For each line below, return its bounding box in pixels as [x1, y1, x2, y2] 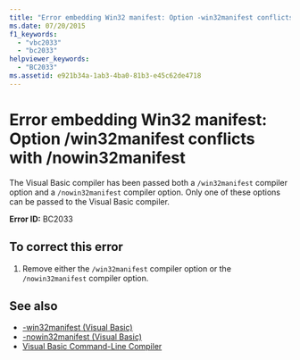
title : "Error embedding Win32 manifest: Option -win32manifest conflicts [9, 13, 294, 22]
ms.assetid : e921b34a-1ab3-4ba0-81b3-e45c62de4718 [9, 71, 202, 80]
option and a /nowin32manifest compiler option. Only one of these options [9, 187, 281, 197]
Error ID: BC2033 [9, 213, 73, 224]
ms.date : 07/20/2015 [9, 21, 87, 30]
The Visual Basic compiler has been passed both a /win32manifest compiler [9, 177, 288, 188]
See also [9, 298, 58, 314]
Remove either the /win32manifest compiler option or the [21, 263, 232, 273]
